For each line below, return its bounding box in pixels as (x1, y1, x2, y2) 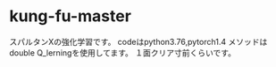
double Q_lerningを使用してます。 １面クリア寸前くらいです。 (9, 47, 237, 58)
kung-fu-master (9, 6, 132, 26)
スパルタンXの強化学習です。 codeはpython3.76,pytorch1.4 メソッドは (9, 36, 268, 47)
